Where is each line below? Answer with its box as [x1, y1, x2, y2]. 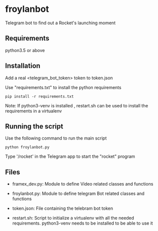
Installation [5, 62, 40, 70]
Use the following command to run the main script [5, 135, 107, 141]
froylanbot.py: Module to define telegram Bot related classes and [12, 190, 145, 196]
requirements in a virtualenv [5, 108, 62, 114]
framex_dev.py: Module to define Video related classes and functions [12, 181, 154, 187]
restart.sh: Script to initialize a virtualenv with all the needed [12, 215, 134, 221]
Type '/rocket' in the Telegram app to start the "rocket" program [5, 153, 135, 159]
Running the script [5, 122, 63, 131]
